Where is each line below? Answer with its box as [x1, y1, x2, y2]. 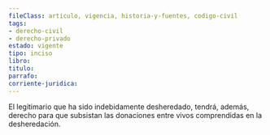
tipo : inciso [8, 49, 53, 57]
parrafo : [8, 72, 38, 80]
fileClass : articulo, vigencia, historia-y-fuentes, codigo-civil [8, 11, 238, 20]
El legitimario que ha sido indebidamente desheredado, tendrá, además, [8, 102, 250, 112]
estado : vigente [8, 42, 63, 50]
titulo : [8, 65, 35, 73]
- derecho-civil [8, 27, 63, 35]
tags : [8, 19, 27, 27]
